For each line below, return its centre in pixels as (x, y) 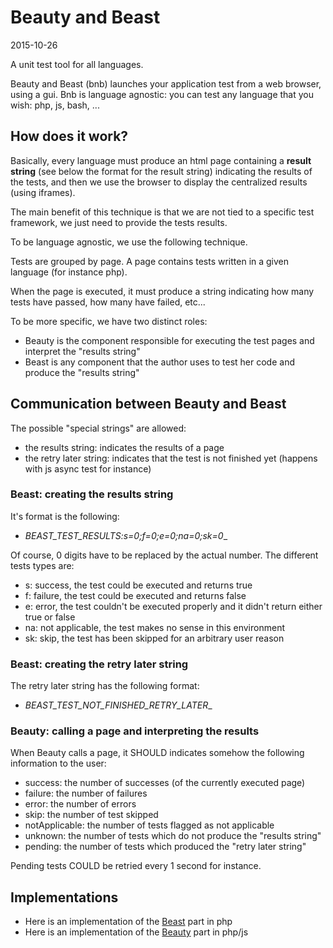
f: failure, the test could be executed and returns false (135, 595)
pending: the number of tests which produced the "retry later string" (165, 847)
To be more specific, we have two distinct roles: (109, 321)
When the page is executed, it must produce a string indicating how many (162, 291)
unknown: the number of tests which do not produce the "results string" (173, 836)
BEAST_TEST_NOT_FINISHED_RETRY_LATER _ (118, 705)
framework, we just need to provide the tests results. (119, 222)
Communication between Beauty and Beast (148, 404)
